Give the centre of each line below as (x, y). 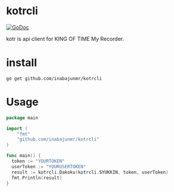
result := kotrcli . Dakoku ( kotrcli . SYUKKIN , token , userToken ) (90, 172)
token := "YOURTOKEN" (38, 161)
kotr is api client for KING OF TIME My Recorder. (65, 39)
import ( (17, 129)
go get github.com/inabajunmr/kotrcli (54, 78)
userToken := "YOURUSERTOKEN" (49, 167)
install (22, 63)
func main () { (24, 156)
